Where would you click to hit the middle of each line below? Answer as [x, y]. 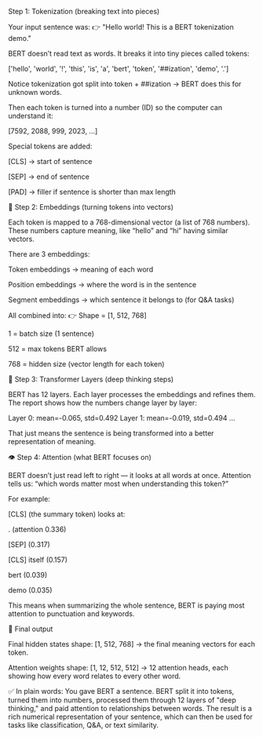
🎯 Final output [31, 629]
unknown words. [35, 92]
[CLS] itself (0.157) [38, 560]
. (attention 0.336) [37, 529]
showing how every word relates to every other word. [95, 676]
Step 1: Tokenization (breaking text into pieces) [84, 11]
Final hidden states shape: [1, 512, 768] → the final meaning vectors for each [131, 644]
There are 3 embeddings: [49, 254]
